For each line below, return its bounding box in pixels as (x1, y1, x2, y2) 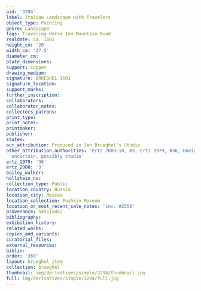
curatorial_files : (6, 237, 52, 243)
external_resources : (6, 242, 58, 248)
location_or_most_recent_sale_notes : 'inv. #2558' (6, 203, 135, 209)
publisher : (6, 131, 33, 137)
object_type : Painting (6, 20, 63, 26)
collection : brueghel (6, 264, 60, 271)
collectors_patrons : (6, 109, 58, 115)
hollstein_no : (6, 176, 42, 182)
